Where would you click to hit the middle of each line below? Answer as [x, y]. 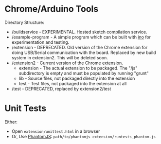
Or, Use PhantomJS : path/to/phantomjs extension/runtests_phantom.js [84, 136]
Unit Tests [26, 108]
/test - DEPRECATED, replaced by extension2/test [61, 89]
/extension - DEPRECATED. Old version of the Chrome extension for [80, 47]
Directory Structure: [25, 22]
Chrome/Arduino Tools [52, 9]
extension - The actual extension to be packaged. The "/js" [78, 68]
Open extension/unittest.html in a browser [56, 131]
